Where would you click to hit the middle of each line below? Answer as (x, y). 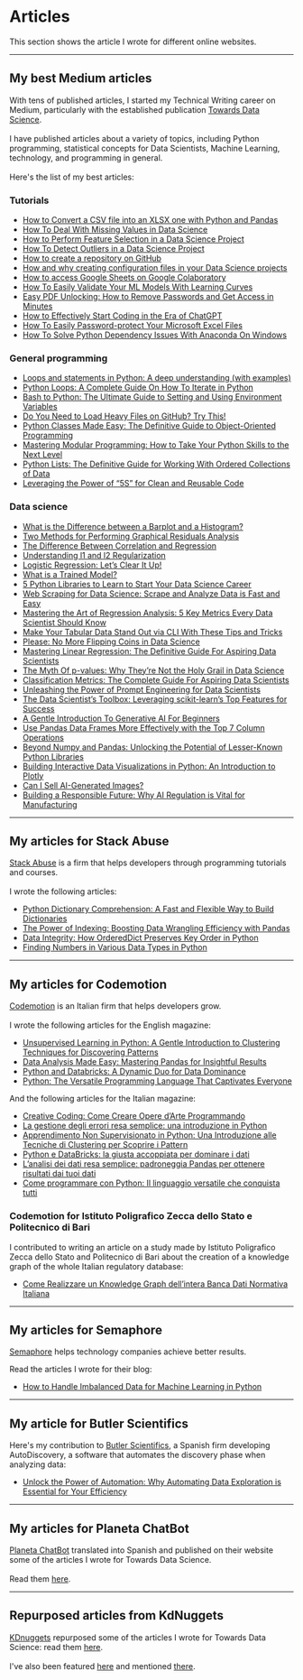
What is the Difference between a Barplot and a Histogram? (133, 526)
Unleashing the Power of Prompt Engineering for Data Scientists (142, 689)
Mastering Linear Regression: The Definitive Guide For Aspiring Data (149, 651)
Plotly (33, 775)
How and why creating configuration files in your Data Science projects (155, 268)
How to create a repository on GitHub (92, 258)
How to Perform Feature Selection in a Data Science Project (133, 239)
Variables (40, 407)
